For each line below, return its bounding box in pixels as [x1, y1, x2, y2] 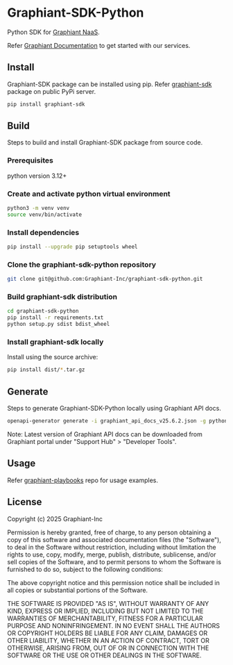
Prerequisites [7, 156, 53, 165]
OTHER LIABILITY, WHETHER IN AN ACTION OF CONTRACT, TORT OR [7, 636, 209, 644]
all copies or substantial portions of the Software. [7, 586, 148, 594]
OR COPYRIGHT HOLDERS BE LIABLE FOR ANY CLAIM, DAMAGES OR [7, 629, 208, 637]
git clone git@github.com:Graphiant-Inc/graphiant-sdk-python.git [7, 276, 203, 283]
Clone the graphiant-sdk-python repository [7, 259, 157, 269]
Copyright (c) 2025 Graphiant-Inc [7, 514, 103, 523]
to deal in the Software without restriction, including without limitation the [7, 543, 216, 551]
